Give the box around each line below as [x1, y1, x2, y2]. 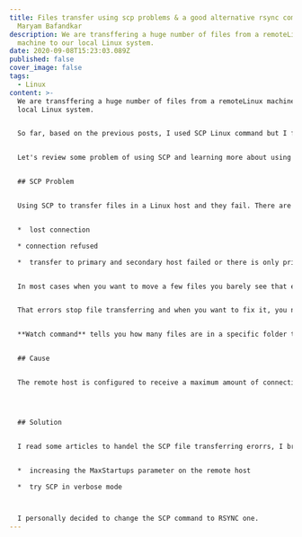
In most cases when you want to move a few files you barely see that [17, 282, 288, 291]
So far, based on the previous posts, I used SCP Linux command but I [17, 129, 288, 138]
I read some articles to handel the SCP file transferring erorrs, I [17, 442, 283, 451]
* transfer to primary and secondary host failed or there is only [17, 258, 280, 267]
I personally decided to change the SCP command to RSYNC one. [17, 514, 259, 524]
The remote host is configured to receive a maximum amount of [17, 378, 259, 387]
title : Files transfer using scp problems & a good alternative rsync [9, 13, 280, 22]
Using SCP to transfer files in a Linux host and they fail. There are [17, 201, 292, 210]
